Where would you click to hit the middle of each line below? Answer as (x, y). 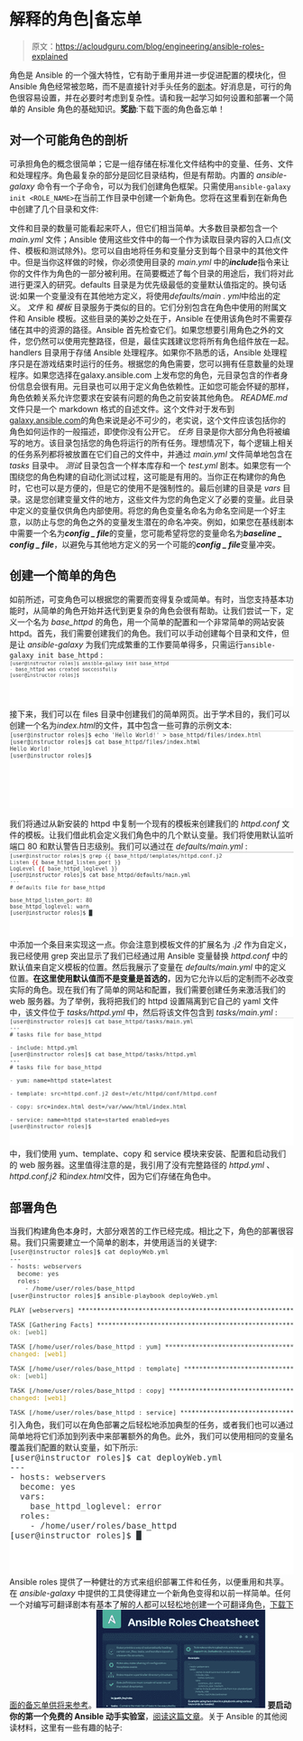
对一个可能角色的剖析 (69, 141)
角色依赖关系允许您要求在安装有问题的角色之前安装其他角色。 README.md (149, 397)
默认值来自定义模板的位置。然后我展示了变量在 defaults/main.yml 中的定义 (148, 967)
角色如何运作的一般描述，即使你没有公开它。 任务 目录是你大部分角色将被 (146, 431)
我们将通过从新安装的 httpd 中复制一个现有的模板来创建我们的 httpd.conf (144, 823)
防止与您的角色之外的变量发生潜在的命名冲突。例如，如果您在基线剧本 (163, 522)
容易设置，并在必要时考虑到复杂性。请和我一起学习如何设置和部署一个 (155, 98)
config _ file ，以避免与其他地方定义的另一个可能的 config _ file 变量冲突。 (145, 544)
